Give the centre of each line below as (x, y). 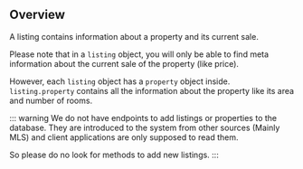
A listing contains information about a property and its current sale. (134, 36)
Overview (38, 15)
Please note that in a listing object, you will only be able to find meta (139, 54)
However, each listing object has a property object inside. (120, 81)
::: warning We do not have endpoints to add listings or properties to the (143, 117)
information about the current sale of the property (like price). (124, 63)
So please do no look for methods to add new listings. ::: (114, 155)
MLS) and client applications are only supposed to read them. (124, 137)
